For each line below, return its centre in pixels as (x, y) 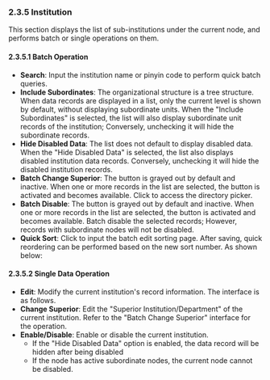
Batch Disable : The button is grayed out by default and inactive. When (137, 204)
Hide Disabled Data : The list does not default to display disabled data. (137, 143)
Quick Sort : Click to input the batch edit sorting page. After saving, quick (141, 238)
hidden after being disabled (77, 352)
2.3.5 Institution (40, 12)
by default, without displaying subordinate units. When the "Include (132, 109)
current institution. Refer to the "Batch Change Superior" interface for (135, 317)
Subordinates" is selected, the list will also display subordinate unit (131, 118)
